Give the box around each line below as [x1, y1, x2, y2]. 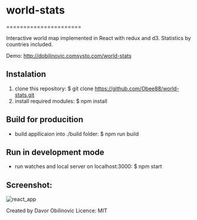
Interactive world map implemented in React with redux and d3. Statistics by [6, 34, 191, 41]
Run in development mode [6, 147, 104, 157]
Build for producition [6, 114, 84, 124]
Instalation [6, 69, 46, 80]
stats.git [14, 91, 35, 98]
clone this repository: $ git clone [14, 85, 94, 92]
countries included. [6, 41, 53, 48]
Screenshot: [6, 180, 52, 190]
